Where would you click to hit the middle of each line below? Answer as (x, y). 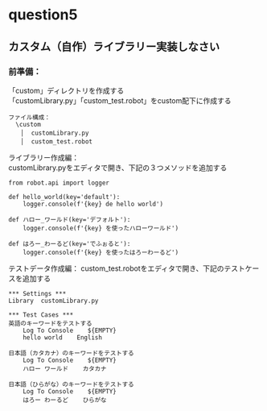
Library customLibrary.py (53, 301)
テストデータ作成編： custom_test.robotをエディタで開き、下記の (116, 268)
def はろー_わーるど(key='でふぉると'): (70, 243)
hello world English (63, 337)
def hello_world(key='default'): (64, 197)
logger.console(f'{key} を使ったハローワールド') (101, 228)
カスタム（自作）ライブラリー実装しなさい (114, 46)
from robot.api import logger (59, 183)
